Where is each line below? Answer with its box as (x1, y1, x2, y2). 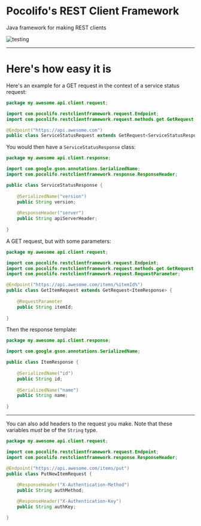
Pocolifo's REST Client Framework (6, 4, 179, 18)
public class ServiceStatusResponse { (6, 182, 103, 188)
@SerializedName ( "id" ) (17, 370, 74, 376)
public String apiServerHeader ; (17, 215, 98, 222)
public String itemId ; (17, 304, 74, 310)
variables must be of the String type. (6, 427, 98, 433)
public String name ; (17, 393, 68, 399)
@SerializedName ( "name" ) (17, 387, 79, 393)
